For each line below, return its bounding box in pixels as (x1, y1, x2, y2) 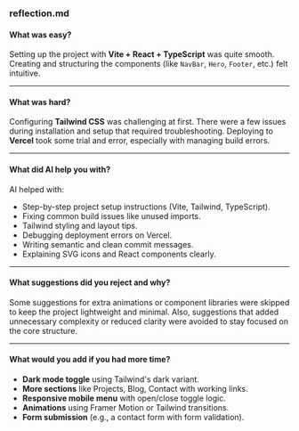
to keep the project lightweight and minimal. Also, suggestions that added (9, 306, 279, 317)
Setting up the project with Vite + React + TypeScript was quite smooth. (9, 49, 275, 60)
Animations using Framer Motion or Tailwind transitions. (21, 402, 230, 412)
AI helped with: (9, 183, 65, 194)
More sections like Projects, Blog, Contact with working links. (21, 383, 249, 394)
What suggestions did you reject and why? (9, 277, 171, 288)
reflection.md (9, 7, 69, 20)
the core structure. (9, 325, 78, 336)
